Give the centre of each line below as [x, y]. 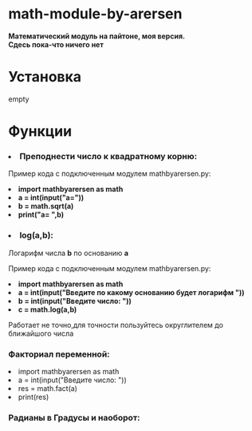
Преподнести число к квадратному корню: [108, 156]
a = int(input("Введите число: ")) [73, 380]
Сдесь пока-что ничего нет [56, 44]
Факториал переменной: [59, 354]
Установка [45, 77]
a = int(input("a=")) [51, 198]
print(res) [34, 397]
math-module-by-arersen [95, 14]
